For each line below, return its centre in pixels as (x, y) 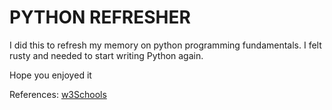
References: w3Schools (58, 94)
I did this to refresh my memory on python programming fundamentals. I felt (165, 45)
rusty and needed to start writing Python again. (106, 55)
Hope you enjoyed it (50, 75)
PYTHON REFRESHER (100, 17)
